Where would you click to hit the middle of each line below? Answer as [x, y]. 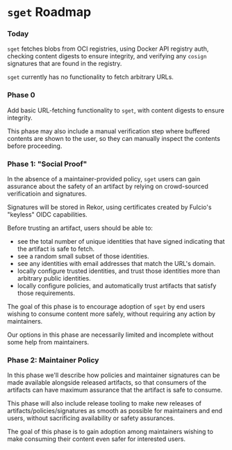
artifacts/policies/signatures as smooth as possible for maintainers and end [115, 411]
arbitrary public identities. [54, 278]
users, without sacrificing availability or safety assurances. [91, 418]
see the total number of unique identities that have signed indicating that [121, 242]
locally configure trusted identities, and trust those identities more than [119, 271]
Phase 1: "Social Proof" [47, 164]
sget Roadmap [49, 12]
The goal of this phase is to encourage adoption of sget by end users [106, 307]
